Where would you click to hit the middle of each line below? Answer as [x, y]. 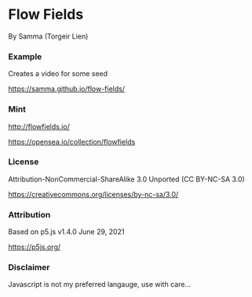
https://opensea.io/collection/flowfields [72, 141]
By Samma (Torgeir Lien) [48, 36]
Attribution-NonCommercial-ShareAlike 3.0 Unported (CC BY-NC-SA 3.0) [126, 179]
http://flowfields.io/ [39, 126]
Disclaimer [29, 267]
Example [25, 57]
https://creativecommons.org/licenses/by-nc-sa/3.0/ [93, 194]
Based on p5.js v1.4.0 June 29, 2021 [66, 232]
